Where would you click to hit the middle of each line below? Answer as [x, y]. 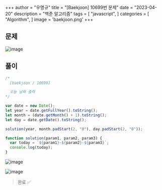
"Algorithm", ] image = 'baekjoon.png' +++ [49, 19]
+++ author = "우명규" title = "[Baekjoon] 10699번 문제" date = [69, 7]
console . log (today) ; [31, 148]
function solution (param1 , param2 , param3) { [54, 138]
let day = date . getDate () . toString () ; [46, 120]
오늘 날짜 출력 [22, 92]
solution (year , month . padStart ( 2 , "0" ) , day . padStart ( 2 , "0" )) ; [74, 129]
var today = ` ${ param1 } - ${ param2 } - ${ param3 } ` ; [59, 143]
